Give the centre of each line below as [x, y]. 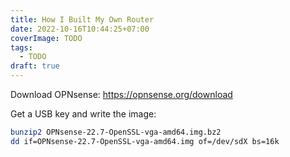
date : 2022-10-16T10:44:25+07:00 [80, 29]
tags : [21, 47]
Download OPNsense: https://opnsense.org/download [121, 94]
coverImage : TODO [46, 38]
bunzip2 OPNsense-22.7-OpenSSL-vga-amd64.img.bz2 [116, 132]
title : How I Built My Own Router [82, 19]
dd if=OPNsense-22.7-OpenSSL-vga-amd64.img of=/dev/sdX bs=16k [145, 141]
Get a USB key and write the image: [83, 114]
